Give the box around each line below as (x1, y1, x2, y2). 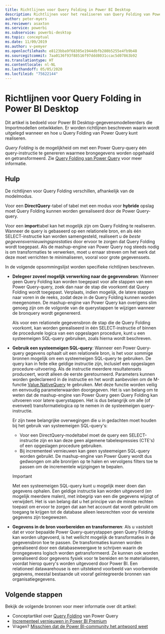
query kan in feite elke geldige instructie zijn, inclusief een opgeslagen (12, 361, 155, 367)
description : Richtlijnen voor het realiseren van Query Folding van (5, 12, 151, 17)
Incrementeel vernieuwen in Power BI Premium (12, 618, 107, 624)
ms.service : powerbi (5, 26, 48, 31)
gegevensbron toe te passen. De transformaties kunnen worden (12, 539, 142, 545)
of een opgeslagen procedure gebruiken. (19, 443, 103, 448)
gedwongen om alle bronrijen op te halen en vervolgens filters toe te (19, 458, 158, 464)
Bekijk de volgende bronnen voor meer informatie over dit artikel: (5, 603, 137, 609)
